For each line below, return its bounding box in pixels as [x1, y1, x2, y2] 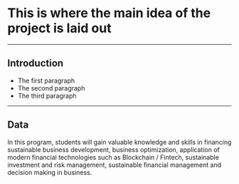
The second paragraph [17, 83, 85, 92]
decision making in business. [7, 168, 92, 176]
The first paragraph [17, 76, 75, 85]
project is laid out [7, 20, 112, 36]
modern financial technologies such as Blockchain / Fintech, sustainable [7, 153, 219, 161]
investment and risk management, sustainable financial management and [7, 160, 222, 169]
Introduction [7, 57, 64, 69]
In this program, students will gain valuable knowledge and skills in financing [7, 138, 232, 146]
